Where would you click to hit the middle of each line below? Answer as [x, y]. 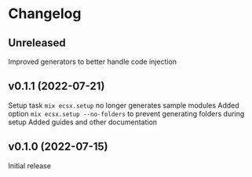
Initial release [29, 165]
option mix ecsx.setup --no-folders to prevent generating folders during [126, 113]
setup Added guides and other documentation [83, 122]
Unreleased [37, 43]
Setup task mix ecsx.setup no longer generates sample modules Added [124, 105]
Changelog [45, 14]
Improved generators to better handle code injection [93, 61]
